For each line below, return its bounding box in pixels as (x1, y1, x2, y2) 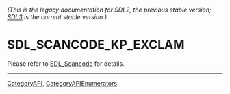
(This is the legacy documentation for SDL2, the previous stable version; (7, 5, 212, 14)
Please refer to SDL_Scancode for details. (7, 59, 125, 68)
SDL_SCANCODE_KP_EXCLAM (7, 36, 185, 52)
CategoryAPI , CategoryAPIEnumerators (7, 79, 118, 87)
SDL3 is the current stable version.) (7, 12, 107, 21)
